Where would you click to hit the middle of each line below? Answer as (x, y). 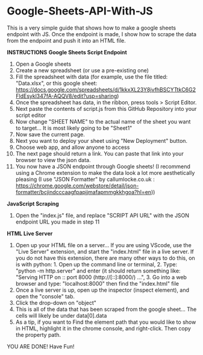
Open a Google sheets (43, 64)
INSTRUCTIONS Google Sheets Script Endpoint (67, 52)
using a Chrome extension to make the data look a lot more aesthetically (105, 172)
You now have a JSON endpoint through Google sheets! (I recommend (103, 166)
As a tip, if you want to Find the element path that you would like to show (106, 322)
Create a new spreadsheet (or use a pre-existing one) (82, 70)
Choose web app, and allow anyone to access (73, 147)
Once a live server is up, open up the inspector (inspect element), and (102, 290)
